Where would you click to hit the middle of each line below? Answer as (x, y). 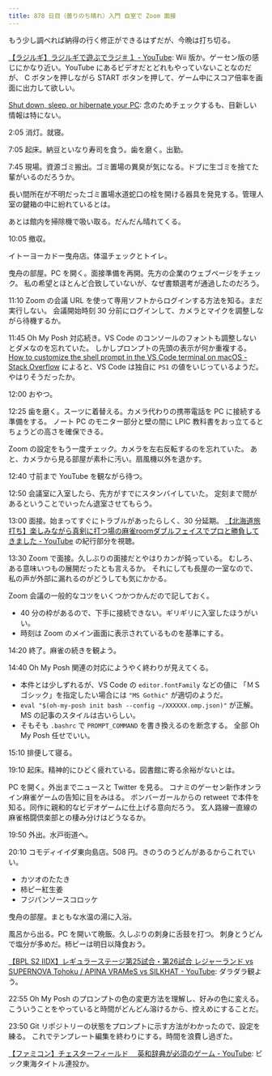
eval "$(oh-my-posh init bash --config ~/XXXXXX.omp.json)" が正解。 (138, 705)
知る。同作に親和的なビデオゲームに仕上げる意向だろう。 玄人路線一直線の (133, 807)
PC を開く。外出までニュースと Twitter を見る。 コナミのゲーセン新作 (124, 787)
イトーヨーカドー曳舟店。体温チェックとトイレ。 (90, 255)
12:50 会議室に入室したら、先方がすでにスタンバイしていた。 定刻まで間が (133, 493)
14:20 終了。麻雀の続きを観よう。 (65, 650)
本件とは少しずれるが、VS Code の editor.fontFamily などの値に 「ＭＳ (140, 685)
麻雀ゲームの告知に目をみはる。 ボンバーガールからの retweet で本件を (141, 797)
